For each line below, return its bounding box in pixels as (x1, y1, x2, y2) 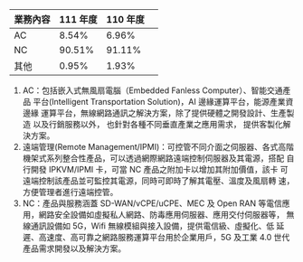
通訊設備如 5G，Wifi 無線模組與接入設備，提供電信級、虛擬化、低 (30, 220, 275, 231)
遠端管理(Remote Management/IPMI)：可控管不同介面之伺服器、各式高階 (22, 142, 294, 152)
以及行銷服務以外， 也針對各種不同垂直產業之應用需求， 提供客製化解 (33, 119, 291, 129)
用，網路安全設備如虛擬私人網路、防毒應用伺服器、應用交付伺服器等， (22, 210, 285, 220)
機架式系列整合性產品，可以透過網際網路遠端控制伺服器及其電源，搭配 (22, 153, 285, 164)
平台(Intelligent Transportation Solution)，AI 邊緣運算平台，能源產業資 (33, 97, 294, 107)
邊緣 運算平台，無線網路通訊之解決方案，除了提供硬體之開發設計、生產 (22, 108, 287, 118)
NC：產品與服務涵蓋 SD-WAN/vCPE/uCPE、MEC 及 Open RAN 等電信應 (22, 198, 290, 209)
